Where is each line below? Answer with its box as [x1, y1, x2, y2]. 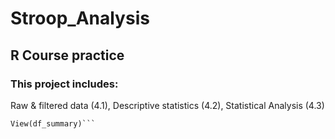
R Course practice [10, 47, 125, 64]
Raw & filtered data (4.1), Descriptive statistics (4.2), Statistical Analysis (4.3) [10, 99, 325, 111]
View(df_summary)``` [10, 118, 97, 129]
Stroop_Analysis [10, 7, 150, 30]
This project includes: [10, 77, 119, 91]
